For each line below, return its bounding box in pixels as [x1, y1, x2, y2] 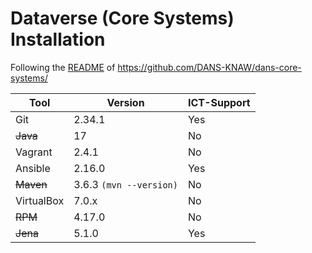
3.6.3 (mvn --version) [73, 177, 178, 191]
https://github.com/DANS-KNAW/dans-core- [117, 61, 302, 73]
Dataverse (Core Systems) [10, 7, 235, 30]
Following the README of [10, 61, 116, 73]
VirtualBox [15, 193, 65, 207]
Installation [10, 28, 106, 51]
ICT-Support [187, 95, 251, 109]
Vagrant [15, 145, 53, 159]
